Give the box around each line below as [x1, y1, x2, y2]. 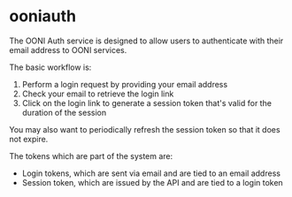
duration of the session [21, 107, 107, 117]
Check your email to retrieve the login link [21, 88, 174, 99]
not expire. [9, 133, 49, 144]
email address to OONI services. [9, 44, 127, 55]
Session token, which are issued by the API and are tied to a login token [21, 177, 283, 187]
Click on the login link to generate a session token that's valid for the [21, 97, 273, 108]
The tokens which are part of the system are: [9, 150, 173, 161]
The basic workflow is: [9, 62, 92, 72]
